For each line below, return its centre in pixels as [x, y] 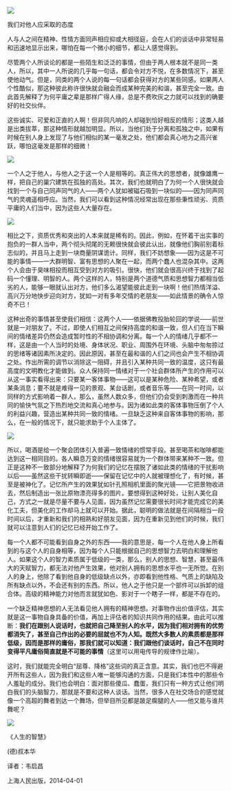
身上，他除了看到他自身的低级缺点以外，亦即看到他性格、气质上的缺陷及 [121, 576]
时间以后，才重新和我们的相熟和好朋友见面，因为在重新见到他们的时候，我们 [115, 519]
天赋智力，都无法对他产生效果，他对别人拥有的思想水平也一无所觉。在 [118, 568]
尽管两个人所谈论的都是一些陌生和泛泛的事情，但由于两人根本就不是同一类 [112, 62]
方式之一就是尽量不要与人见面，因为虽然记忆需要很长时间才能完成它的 [118, 502]
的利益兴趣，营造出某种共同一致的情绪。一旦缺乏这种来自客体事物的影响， [112, 414]
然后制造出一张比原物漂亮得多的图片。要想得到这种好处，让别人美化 [115, 493]
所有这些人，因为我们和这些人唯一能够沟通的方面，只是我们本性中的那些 [115, 675]
